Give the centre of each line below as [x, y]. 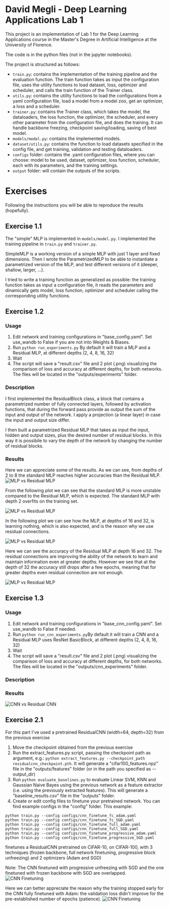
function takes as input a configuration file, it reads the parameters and [79, 285]
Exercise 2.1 [24, 720]
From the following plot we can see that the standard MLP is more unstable [83, 490]
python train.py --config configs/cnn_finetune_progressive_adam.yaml [81, 833]
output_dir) [24, 774]
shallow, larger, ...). [25, 270]
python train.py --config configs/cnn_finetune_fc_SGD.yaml [70, 820]
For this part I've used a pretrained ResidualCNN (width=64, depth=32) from [84, 732]
